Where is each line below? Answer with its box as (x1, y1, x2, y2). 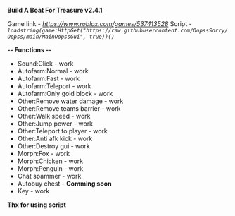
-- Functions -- (7, 46, 52, 54)
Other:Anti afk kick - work (17, 134, 93, 143)
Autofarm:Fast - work (17, 74, 80, 83)
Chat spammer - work (17, 172, 82, 180)
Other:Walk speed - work (17, 112, 91, 120)
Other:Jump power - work (17, 119, 94, 128)
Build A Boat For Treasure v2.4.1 (7, 6, 103, 14)
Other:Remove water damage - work (17, 97, 124, 105)
